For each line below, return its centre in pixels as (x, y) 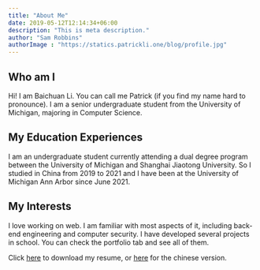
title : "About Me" (38, 15)
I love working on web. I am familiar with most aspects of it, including (120, 225)
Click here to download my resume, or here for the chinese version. (117, 257)
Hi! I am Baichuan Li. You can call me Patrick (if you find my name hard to (127, 96)
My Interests (40, 206)
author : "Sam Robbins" (45, 37)
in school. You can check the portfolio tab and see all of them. (109, 242)
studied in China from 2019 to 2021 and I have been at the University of (123, 173)
